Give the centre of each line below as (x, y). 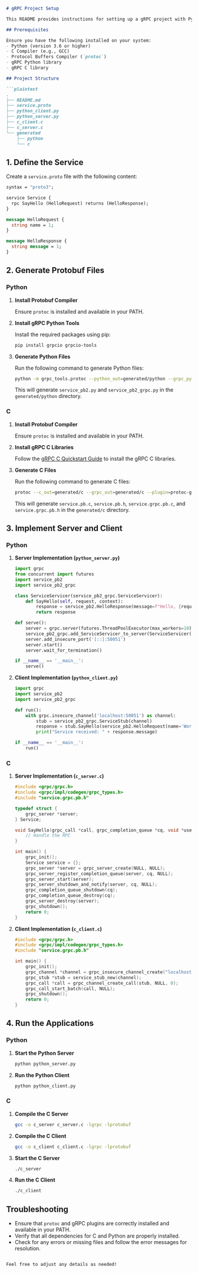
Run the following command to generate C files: (72, 481)
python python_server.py (45, 1064)
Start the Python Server (44, 1053)
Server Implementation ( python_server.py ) (67, 558)
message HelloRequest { (35, 219)
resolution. (28, 1249)
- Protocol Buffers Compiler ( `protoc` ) (57, 57)
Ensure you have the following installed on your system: (79, 40)
